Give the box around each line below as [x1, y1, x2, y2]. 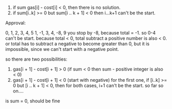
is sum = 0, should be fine [5, 98, 61, 104]
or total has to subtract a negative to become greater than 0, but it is [5, 41, 150, 47]
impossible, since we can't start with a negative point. [5, 46, 119, 52]
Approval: [5, 20, 26, 26]
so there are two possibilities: [5, 56, 68, 62]
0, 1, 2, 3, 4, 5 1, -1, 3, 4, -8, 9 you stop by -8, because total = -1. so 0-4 [5, 30, 156, 35]
